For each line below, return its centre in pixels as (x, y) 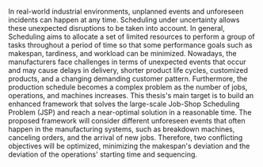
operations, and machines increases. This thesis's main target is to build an (131, 95)
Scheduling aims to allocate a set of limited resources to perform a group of (131, 36)
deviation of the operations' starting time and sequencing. (103, 154)
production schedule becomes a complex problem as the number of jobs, (128, 87)
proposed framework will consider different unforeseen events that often (127, 121)
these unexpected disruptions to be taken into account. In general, (117, 28)
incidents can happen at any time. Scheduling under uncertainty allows (124, 20)
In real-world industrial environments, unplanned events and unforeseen (126, 11)
